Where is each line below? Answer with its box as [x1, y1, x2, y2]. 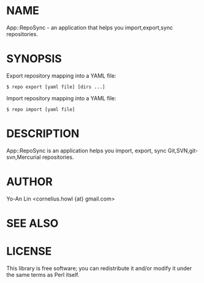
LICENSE [6, 244, 52, 259]
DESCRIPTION [6, 127, 80, 141]
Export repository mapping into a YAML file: [6, 72, 116, 79]
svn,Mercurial [6, 153, 41, 161]
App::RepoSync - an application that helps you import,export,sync [6, 24, 173, 31]
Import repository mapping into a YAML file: [6, 94, 116, 101]
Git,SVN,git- [167, 147, 198, 154]
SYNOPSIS [6, 52, 62, 66]
